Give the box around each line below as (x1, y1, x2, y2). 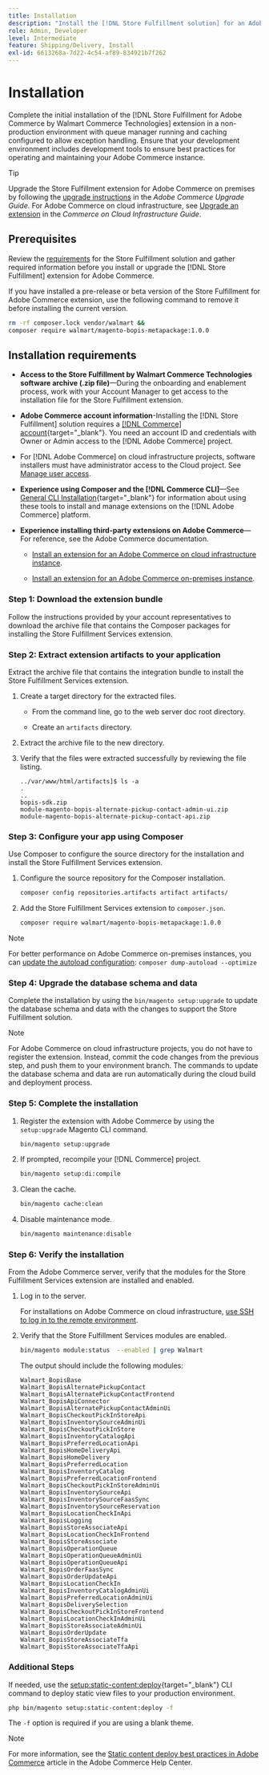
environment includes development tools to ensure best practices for (8, 144, 236, 153)
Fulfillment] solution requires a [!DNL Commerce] (19, 419, 182, 429)
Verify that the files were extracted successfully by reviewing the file (19, 753, 247, 762)
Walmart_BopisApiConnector (19, 1397, 110, 1405)
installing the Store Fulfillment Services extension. (8, 629, 173, 638)
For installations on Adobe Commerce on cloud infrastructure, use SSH (19, 1307, 255, 1316)
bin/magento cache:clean (19, 1200, 103, 1208)
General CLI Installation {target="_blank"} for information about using (19, 493, 247, 503)
